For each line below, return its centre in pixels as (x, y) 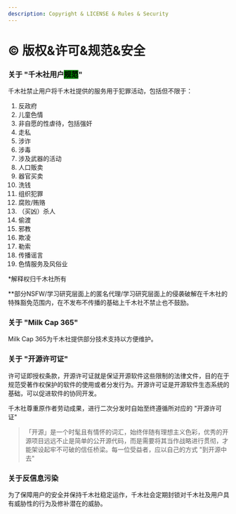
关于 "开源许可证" (38, 359)
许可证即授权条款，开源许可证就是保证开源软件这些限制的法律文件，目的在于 (119, 376)
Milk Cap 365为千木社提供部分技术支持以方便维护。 (83, 339)
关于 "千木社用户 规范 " (45, 74)
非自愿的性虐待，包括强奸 (55, 124)
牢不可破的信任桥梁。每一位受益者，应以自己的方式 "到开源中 (138, 449)
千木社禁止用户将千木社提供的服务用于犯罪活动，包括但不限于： (100, 91)
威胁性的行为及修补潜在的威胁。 (60, 503)
